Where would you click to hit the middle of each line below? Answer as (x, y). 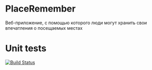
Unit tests (26, 49)
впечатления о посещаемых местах (44, 28)
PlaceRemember (41, 9)
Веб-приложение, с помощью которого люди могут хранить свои (76, 23)
